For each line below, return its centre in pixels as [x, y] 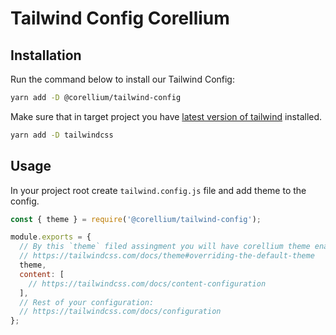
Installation [46, 55]
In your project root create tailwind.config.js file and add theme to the [158, 190]
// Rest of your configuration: [87, 302]
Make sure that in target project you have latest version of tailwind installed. [166, 116]
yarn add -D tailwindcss [62, 135]
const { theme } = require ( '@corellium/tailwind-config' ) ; [136, 219]
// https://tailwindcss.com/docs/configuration [120, 312]
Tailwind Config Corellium [120, 18]
